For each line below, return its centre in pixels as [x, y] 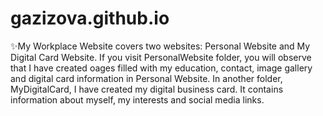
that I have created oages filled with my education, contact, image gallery [161, 68]
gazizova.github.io [90, 18]
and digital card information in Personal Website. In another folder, [146, 78]
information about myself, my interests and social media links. [137, 99]
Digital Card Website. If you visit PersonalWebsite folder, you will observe [161, 57]
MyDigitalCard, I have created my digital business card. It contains [147, 89]
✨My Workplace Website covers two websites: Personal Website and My [160, 46]
